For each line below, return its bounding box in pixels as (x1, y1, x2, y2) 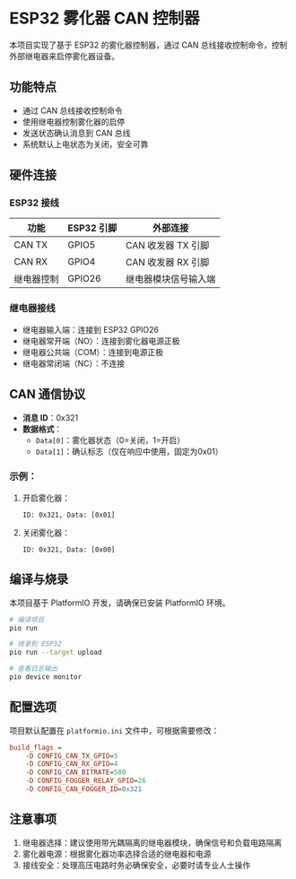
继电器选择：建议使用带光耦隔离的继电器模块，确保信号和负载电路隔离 (22, 837, 283, 848)
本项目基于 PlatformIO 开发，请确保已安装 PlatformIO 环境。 (9, 597, 231, 608)
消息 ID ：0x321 (22, 412, 79, 422)
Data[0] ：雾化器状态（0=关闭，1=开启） (35, 434, 186, 445)
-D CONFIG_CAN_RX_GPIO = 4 (25, 760, 118, 769)
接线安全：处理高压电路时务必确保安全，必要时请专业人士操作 (22, 859, 251, 870)
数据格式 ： (22, 423, 63, 434)
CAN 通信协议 (9, 387, 86, 402)
